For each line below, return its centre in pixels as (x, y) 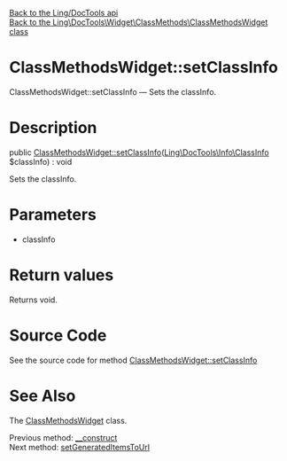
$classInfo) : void (41, 161)
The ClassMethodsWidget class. (68, 420)
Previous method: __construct (63, 437)
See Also (43, 396)
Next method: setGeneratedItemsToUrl (80, 447)
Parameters (53, 215)
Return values (62, 275)
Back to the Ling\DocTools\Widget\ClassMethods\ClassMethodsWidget (139, 22)
